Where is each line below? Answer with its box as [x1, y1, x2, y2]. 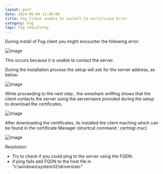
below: [5, 72, 18, 78]
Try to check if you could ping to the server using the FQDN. [12, 154, 133, 159]
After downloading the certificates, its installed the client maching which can [5, 120, 159, 126]
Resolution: [5, 144, 28, 150]
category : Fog [5, 20, 34, 26]
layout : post [5, 7, 32, 12]
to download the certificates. [5, 101, 63, 107]
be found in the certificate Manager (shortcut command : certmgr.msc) [5, 125, 147, 131]
